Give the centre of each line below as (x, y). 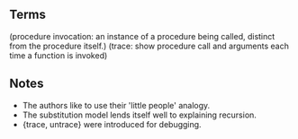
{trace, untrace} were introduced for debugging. (112, 124)
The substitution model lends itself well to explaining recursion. (139, 115)
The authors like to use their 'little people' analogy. (116, 105)
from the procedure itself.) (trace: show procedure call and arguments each (149, 46)
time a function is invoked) (59, 55)
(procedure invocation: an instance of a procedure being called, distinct (142, 36)
